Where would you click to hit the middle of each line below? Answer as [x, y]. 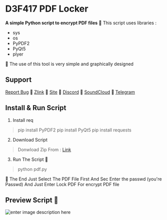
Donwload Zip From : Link [44, 149]
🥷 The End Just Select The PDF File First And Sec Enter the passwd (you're [83, 179]
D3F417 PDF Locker [47, 9]
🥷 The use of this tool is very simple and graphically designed [70, 64]
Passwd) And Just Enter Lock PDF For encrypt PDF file [62, 184]
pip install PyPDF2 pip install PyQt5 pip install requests [74, 130]
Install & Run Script [36, 108]
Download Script [30, 140]
